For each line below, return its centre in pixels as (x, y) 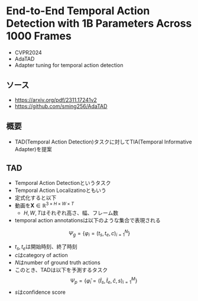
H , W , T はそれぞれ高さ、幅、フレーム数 (71, 213)
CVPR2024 (28, 52)
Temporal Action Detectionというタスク (63, 183)
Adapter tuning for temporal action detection (69, 65)
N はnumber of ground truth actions (57, 262)
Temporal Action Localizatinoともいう (60, 190)
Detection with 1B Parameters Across (99, 23)
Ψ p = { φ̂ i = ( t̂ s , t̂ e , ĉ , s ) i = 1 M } (104, 281)
